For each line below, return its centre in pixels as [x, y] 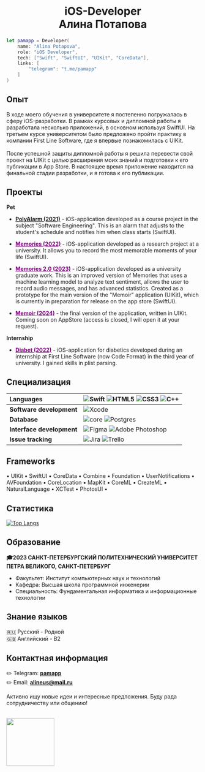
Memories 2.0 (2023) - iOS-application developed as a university [98, 268]
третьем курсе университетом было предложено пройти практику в [96, 134]
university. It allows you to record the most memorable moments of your [106, 250]
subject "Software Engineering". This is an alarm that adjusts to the [100, 225]
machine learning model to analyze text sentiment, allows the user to [102, 282]
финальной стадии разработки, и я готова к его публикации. [85, 173]
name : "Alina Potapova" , [49, 46]
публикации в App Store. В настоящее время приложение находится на [100, 166]
